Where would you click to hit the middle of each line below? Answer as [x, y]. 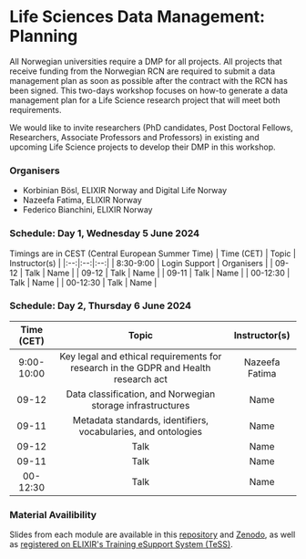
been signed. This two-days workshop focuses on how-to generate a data [149, 90]
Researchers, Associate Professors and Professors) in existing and [134, 137]
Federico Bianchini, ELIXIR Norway [87, 210]
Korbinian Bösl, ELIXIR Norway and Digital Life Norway [125, 191]
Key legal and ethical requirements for [140, 356]
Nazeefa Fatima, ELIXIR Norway [82, 200]
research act [141, 378]
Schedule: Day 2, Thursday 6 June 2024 [101, 305]
